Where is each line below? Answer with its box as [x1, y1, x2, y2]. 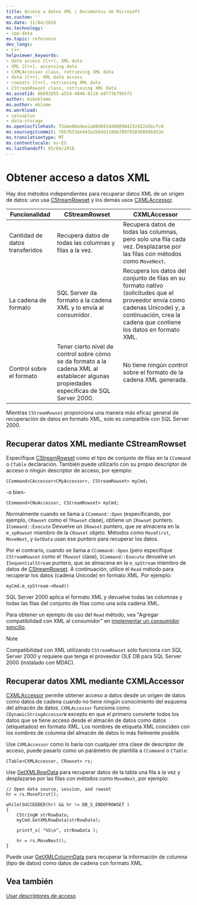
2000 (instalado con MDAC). [6, 659, 75, 666]
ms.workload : [6, 107, 38, 113]
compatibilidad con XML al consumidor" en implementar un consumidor [6, 618, 180, 625]
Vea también [6, 877, 53, 887]
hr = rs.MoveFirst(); [6, 791, 59, 798]
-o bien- [6, 489, 26, 496]
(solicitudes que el [123, 289, 174, 297]
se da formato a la [56, 357, 107, 366]
